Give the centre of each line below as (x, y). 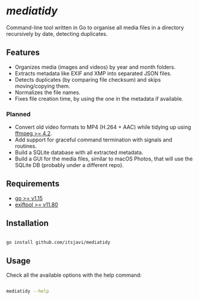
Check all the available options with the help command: (74, 275)
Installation (27, 223)
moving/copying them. (42, 86)
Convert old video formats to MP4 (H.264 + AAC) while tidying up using (103, 127)
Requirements (33, 184)
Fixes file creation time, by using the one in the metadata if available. (99, 98)
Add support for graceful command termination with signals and (94, 140)
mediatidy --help (28, 291)
